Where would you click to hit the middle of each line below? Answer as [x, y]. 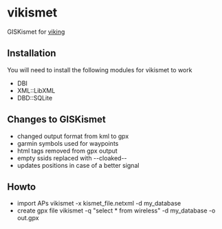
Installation [32, 53]
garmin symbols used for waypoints [68, 143]
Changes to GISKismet [57, 119]
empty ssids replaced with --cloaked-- [72, 158]
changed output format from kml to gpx [73, 136]
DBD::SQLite [35, 98]
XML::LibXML [36, 90]
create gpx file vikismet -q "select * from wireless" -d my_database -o [116, 210]
